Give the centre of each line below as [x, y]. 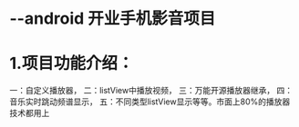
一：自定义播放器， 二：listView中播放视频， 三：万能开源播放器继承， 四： [151, 91]
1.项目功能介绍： [72, 63]
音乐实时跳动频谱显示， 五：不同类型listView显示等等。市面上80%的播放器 [150, 102]
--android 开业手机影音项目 [113, 19]
